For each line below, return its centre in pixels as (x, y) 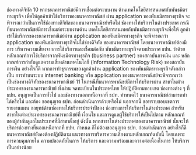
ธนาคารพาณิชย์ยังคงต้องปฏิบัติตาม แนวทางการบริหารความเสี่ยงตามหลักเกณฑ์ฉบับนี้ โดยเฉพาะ (96, 134)
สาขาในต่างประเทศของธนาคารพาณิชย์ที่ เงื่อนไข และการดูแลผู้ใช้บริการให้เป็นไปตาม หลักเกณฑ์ (96, 115)
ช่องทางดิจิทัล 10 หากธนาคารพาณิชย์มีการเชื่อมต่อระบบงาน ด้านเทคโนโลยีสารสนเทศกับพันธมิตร (97, 10)
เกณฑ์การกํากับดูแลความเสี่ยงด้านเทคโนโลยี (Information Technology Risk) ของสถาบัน (96, 62)
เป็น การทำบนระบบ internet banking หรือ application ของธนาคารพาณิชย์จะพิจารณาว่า (94, 75)
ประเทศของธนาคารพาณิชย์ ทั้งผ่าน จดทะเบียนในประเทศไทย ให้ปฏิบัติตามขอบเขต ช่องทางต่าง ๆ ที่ (98, 88)
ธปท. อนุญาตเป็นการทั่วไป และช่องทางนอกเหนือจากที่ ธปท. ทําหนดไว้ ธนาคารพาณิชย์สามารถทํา (97, 95)
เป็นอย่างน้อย (19, 147)
